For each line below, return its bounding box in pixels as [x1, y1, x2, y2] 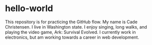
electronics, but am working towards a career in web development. [5, 34, 139, 40]
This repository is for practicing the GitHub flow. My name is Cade [5, 19, 138, 25]
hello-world [5, 3, 54, 14]
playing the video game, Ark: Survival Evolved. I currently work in [5, 29, 136, 35]
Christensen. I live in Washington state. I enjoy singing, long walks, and [5, 24, 147, 30]
